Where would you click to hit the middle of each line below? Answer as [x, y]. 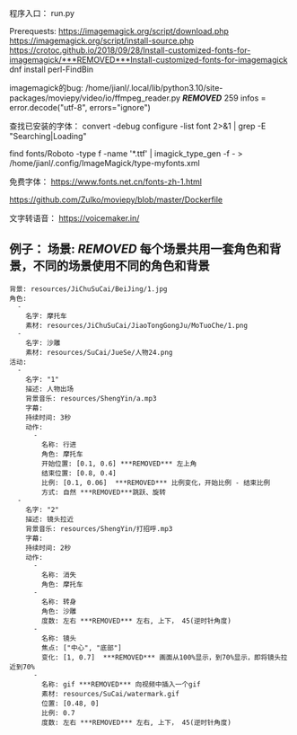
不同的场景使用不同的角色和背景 [121, 266]
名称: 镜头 [59, 638]
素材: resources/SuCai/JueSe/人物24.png [99, 352]
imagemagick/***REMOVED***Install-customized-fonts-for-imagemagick [148, 60]
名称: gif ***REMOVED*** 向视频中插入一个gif [121, 684]
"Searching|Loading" [48, 136]
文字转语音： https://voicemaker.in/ [74, 218]
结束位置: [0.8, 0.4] [79, 473]
